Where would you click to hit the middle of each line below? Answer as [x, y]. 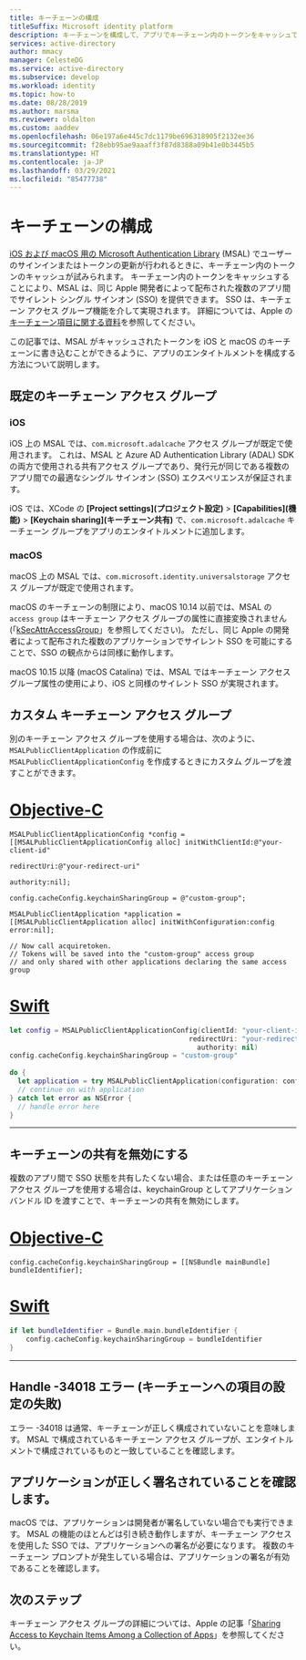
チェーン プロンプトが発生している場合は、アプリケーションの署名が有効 [153, 1557]
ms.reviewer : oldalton [52, 119]
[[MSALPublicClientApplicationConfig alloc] [95, 842]
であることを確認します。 [57, 1568]
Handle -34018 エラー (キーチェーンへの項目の [141, 1387]
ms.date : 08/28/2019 [49, 103]
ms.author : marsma [44, 111]
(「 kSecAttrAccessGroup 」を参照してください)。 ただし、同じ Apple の [142, 630]
